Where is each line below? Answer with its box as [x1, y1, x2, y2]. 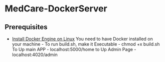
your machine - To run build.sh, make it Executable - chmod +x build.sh [12, 41, 160, 47]
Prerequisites [5, 23, 48, 31]
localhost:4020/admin [12, 52, 58, 58]
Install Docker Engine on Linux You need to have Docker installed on [12, 36, 153, 42]
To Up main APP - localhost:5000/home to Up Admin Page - [12, 47, 136, 52]
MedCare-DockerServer [5, 3, 107, 14]
